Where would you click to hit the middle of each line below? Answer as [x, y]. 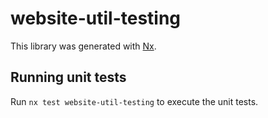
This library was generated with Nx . [83, 46]
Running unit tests [68, 77]
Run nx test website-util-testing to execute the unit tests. [134, 101]
